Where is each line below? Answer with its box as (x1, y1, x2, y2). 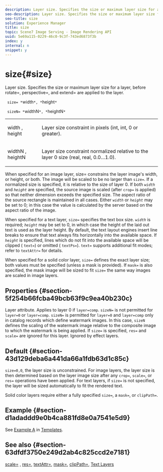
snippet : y (5, 48, 27, 52)
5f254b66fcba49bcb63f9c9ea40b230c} (5, 294, 132, 302)
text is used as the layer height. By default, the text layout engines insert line (5, 227, 158, 233)
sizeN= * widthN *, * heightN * (7, 109, 66, 114)
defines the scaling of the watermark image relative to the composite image (5, 323, 156, 328)
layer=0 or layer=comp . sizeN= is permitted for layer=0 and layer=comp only (5, 312, 154, 318)
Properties (5, 287, 38, 295)
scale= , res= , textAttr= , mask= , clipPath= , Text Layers (5, 461, 114, 467)
